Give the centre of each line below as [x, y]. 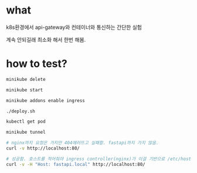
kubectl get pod [26, 122]
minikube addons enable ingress [45, 100]
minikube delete [26, 79]
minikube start [25, 90]
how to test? [37, 64]
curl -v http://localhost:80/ [43, 148]
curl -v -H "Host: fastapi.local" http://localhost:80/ [76, 164]
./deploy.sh [21, 111]
